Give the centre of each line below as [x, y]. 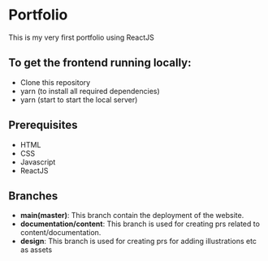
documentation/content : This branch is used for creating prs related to [140, 224]
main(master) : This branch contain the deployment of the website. [132, 216]
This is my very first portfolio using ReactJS [81, 37]
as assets [36, 250]
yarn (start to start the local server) [79, 100]
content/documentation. [61, 233]
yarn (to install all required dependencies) [90, 91]
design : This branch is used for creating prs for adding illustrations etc [138, 242]
